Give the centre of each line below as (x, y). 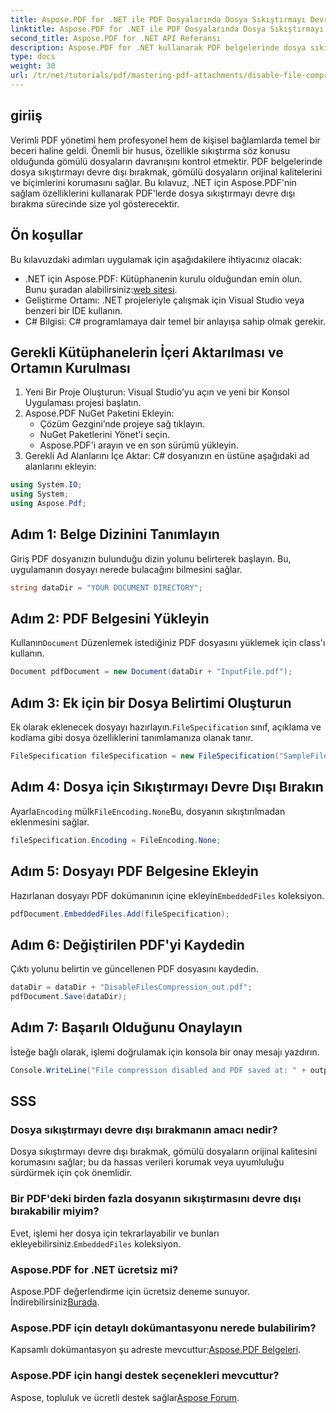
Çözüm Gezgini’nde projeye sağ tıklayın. (122, 424)
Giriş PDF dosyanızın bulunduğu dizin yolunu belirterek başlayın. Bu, (151, 558)
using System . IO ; (46, 485)
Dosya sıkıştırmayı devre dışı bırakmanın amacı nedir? (144, 1129)
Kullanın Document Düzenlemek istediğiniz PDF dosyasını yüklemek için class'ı (168, 643)
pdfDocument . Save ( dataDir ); (69, 997)
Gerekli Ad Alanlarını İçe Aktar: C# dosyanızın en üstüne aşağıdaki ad (167, 456)
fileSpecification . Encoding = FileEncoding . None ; (116, 840)
